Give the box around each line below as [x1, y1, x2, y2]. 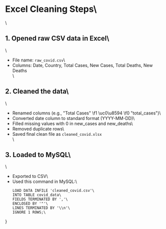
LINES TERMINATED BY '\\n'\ [12, 206, 70, 211]
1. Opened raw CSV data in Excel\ [5, 34, 110, 43]
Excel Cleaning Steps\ [5, 3, 97, 15]
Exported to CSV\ [12, 173, 48, 179]
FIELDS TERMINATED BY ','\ [12, 197, 68, 202]
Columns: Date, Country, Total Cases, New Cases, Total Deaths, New [12, 62, 153, 68]
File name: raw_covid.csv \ [12, 57, 65, 63]
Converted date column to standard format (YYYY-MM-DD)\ [12, 115, 135, 121]
